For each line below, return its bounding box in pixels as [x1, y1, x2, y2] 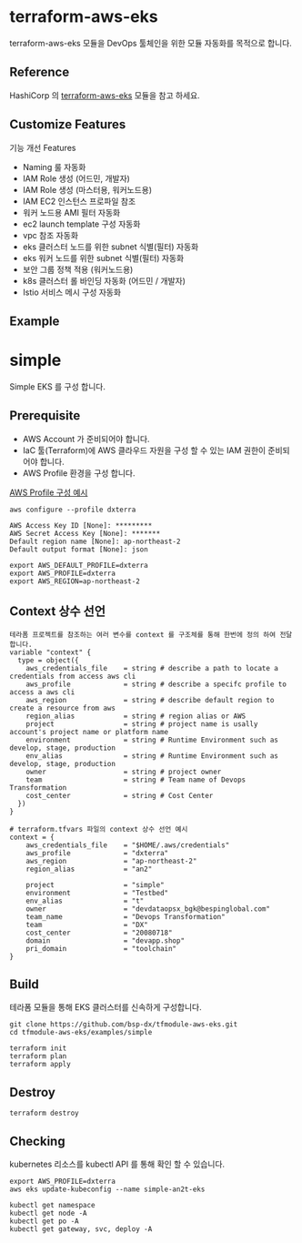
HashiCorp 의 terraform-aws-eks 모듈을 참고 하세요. [9, 89, 200, 101]
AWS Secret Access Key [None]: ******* [9, 529, 161, 538]
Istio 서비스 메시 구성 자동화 [22, 287, 121, 298]
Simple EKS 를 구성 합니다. [9, 380, 106, 392]
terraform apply [9, 1060, 71, 1069]
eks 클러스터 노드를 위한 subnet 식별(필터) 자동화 [22, 241, 199, 252]
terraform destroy [9, 1108, 79, 1118]
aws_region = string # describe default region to [25, 695, 275, 704]
